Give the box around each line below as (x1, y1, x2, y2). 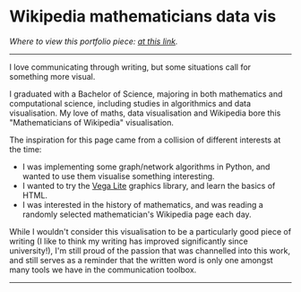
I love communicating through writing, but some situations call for (9, 61, 252, 73)
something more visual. (9, 71, 96, 82)
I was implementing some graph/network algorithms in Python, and (21, 161, 271, 172)
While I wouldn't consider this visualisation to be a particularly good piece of (9, 226, 292, 236)
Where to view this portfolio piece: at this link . (9, 36, 178, 47)
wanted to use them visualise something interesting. (21, 170, 215, 181)
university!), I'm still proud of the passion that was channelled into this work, (9, 245, 291, 256)
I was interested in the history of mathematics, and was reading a (21, 199, 264, 210)
